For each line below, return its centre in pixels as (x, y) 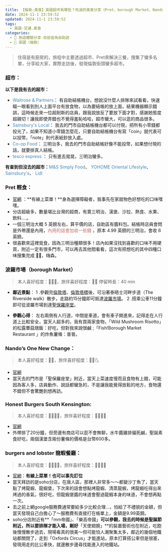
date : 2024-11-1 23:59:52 (32, 14)
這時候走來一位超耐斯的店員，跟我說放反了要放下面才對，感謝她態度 (91, 112)
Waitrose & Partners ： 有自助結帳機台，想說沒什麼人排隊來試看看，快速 (86, 100)
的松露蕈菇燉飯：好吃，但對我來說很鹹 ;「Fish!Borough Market (77, 327)
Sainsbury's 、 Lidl (24, 173)
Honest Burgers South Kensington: (48, 404)
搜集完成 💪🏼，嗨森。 (38, 255)
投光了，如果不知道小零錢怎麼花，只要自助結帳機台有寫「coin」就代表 (85, 131)
